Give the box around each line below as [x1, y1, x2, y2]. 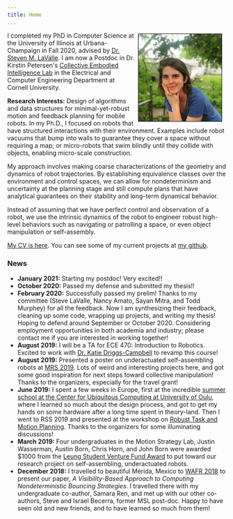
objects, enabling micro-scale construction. [7, 149, 132, 157]
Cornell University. [7, 83, 61, 91]
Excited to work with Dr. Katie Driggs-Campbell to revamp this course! [17, 348, 218, 356]
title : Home [7, 11, 42, 18]
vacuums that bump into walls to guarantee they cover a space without [7, 133, 211, 142]
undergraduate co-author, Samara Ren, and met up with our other [17, 489, 206, 497]
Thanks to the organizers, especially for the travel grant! [17, 377, 179, 386]
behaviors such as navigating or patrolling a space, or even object [22, 220, 211, 228]
